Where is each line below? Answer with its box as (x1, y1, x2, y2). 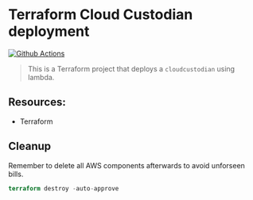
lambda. (27, 72, 55, 82)
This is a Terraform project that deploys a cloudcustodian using (27, 63, 235, 73)
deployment (8, 22, 90, 40)
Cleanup (8, 140, 52, 153)
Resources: (8, 95, 66, 109)
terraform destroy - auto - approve (8, 184, 119, 192)
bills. (8, 169, 24, 179)
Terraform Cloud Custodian (8, 6, 193, 24)
